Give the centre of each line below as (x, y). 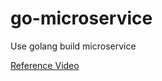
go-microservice (81, 18)
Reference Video (45, 65)
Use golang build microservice (73, 46)
